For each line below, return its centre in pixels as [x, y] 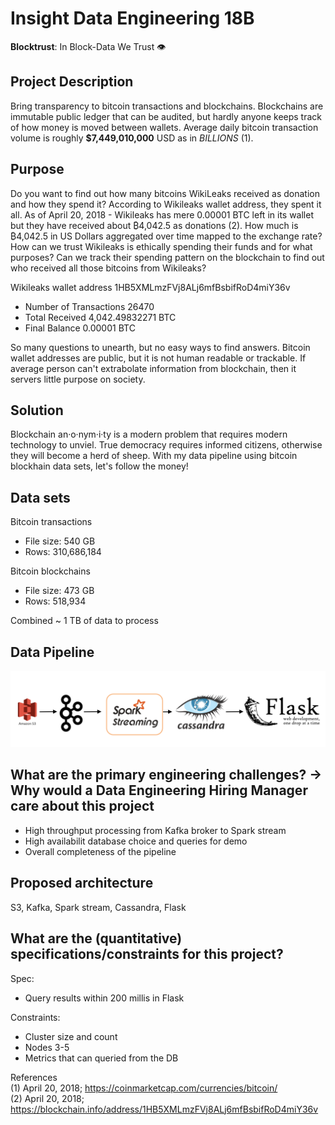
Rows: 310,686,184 [63, 552]
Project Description [72, 82]
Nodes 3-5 [47, 1047]
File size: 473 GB [59, 591]
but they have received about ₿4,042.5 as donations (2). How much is [154, 225]
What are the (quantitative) [96, 938]
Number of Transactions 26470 [89, 306]
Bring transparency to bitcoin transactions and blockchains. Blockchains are [167, 106]
